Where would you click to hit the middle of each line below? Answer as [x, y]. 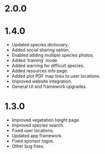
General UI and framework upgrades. [49, 87]
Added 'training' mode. [35, 61]
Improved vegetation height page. [46, 120]
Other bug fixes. [28, 146]
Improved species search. [38, 125]
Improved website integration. [42, 81]
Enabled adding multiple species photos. [53, 55]
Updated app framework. [37, 136]
